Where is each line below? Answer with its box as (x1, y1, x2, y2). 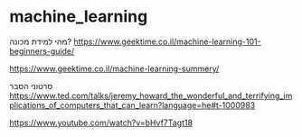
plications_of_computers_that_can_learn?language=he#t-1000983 (9, 99, 256, 110)
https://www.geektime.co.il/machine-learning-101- (73, 36, 261, 47)
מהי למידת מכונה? (9, 36, 72, 47)
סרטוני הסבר (9, 80, 53, 91)
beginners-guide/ (9, 45, 75, 56)
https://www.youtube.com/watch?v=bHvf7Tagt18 (9, 117, 193, 128)
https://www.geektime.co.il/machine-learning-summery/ (9, 63, 220, 74)
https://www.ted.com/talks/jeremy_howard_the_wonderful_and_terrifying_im (9, 90, 293, 101)
